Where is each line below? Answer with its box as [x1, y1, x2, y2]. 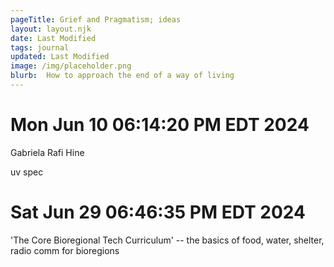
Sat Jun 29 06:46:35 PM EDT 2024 [10, 201, 306, 223]
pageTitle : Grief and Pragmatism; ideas [10, 14, 182, 25]
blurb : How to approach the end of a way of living [10, 71, 235, 81]
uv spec [10, 166, 44, 178]
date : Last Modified [10, 33, 97, 43]
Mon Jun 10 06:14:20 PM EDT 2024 [10, 114, 310, 136]
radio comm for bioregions [10, 244, 120, 256]
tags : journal [10, 42, 70, 53]
